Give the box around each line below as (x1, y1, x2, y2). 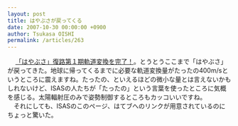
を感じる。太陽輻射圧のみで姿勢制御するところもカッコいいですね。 (7, 93, 207, 102)
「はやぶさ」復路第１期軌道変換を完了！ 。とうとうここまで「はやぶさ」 (15, 58, 227, 66)
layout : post (7, 10, 46, 18)
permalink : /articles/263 (7, 37, 84, 44)
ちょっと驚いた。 (7, 111, 58, 120)
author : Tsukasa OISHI (7, 30, 75, 38)
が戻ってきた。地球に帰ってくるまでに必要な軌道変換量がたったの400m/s (7, 66, 222, 75)
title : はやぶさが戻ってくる (7, 17, 82, 24)
